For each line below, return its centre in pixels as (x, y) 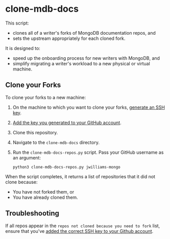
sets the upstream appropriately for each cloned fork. (69, 38)
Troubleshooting (32, 213)
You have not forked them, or (43, 192)
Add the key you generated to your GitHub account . (67, 123)
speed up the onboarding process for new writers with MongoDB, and (86, 58)
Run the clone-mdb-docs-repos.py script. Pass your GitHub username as (88, 152)
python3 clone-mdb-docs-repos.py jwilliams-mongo (67, 167)
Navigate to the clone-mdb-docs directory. (56, 142)
